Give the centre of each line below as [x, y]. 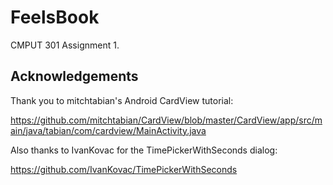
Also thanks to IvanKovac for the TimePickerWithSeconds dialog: [144, 150]
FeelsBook [55, 17]
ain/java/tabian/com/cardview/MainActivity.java [108, 130]
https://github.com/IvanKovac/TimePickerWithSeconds [124, 169]
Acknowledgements [74, 76]
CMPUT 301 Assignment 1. [65, 45]
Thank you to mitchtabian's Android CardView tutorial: [122, 100]
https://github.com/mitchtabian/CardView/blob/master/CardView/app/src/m [166, 120]
